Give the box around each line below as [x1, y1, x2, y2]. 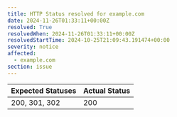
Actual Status [82, 86, 130, 96]
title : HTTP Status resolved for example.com [7, 10, 144, 18]
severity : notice [7, 43, 59, 50]
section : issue [7, 63, 53, 70]
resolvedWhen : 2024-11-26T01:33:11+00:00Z [7, 30, 135, 38]
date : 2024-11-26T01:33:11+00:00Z [7, 17, 110, 24]
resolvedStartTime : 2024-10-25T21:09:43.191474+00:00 [7, 37, 171, 44]
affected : [7, 50, 37, 57]
